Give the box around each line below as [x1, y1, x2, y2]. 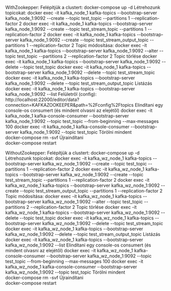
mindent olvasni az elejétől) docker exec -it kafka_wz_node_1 [5, 248, 134, 253]
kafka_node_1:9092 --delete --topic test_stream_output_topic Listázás [5, 80, 152, 86]
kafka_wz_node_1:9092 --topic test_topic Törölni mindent [5, 269, 126, 275]
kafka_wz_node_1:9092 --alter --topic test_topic [42, 199, 143, 205]
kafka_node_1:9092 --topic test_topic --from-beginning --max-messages [5, 118, 159, 124]
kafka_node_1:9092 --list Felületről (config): [5, 91, 97, 97]
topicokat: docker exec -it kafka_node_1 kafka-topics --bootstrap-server [5, 10, 157, 16]
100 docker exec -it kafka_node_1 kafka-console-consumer [5, 124, 130, 130]
